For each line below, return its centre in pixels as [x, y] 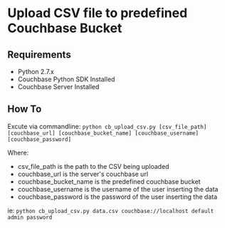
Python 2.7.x [36, 72]
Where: [18, 152]
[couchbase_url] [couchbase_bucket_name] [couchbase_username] [103, 133]
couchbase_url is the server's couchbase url [83, 174]
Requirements [39, 55]
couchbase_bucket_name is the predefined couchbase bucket [109, 181]
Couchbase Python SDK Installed [66, 79]
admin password [30, 217]
